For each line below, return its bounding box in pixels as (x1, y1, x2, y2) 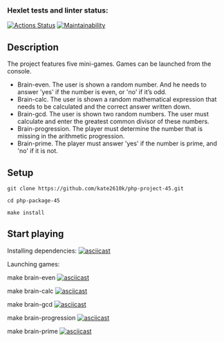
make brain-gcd (7, 300, 53, 308)
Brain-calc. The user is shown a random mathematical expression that (17, 96, 217, 104)
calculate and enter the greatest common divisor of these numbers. (17, 117, 209, 126)
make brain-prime (7, 327, 59, 335)
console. (7, 67, 32, 75)
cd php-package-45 (7, 197, 60, 204)
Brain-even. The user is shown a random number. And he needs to (17, 80, 207, 89)
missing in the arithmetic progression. (17, 132, 125, 141)
